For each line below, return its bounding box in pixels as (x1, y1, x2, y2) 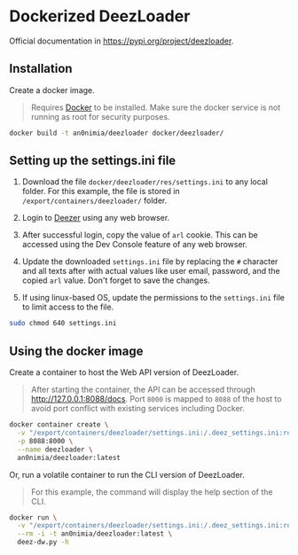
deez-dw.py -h (17, 538, 69, 547)
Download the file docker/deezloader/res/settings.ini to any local (21, 176, 269, 187)
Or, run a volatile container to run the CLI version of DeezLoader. (9, 469, 246, 480)
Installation (9, 61, 73, 76)
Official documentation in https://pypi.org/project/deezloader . (9, 35, 234, 46)
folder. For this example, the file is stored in (21, 186, 180, 197)
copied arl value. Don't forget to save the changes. (21, 275, 210, 285)
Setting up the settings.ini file (9, 153, 176, 168)
